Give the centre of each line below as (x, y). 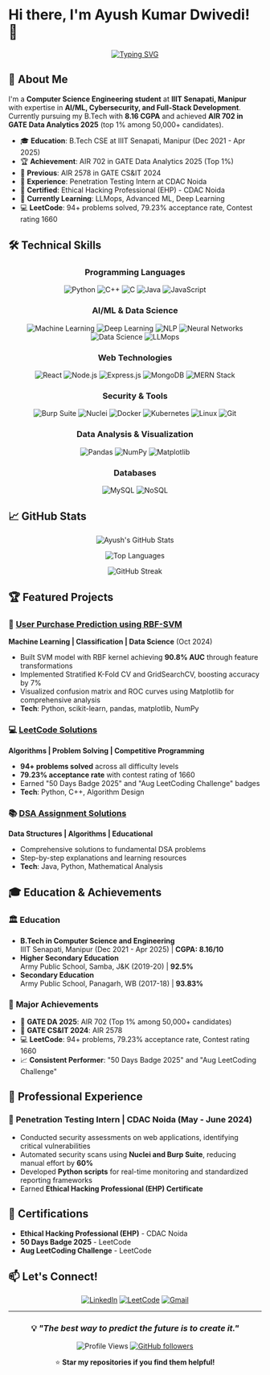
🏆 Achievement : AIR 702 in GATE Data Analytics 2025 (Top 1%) (127, 161)
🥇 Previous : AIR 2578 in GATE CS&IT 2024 (90, 173)
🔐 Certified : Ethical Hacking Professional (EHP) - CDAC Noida (122, 190)
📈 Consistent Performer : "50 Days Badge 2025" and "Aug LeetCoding (138, 1060)
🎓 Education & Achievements (85, 893)
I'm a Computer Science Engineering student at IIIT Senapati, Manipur (127, 99)
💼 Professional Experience (76, 1097)
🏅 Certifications (49, 1214)
